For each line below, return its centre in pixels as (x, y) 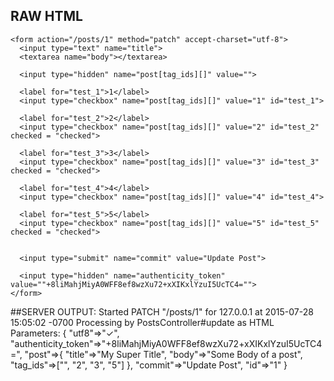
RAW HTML (46, 16)
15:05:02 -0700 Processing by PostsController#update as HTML (142, 322)
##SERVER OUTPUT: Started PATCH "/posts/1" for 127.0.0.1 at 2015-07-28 (162, 311)
